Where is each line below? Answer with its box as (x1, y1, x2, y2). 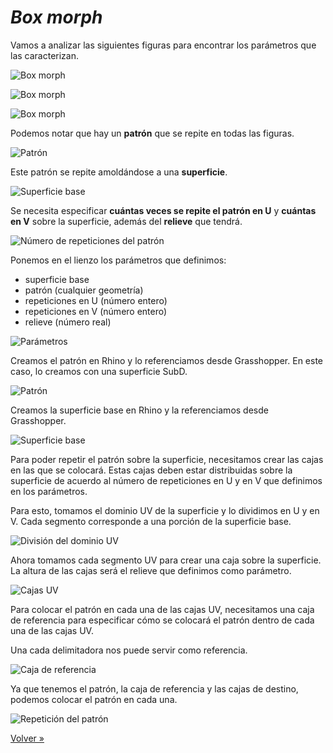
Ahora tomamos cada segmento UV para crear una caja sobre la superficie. (10, 554, 322, 566)
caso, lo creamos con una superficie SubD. (10, 365, 188, 377)
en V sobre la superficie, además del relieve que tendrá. (10, 215, 243, 227)
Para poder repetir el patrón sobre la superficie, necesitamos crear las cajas (10, 453, 324, 465)
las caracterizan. (10, 49, 80, 61)
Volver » (10, 732, 45, 744)
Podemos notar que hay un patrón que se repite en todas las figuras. (10, 127, 295, 139)
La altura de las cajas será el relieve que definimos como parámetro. (10, 564, 292, 576)
